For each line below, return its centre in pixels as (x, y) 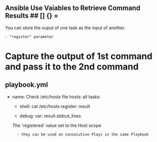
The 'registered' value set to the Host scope (57, 125)
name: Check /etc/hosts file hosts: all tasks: (56, 97)
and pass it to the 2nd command (72, 67)
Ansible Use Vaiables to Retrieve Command (73, 8)
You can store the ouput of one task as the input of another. (65, 28)
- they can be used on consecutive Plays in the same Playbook (83, 134)
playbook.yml (26, 85)
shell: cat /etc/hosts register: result (55, 106)
